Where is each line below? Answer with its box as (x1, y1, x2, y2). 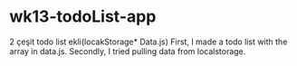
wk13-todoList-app (9, 6, 157, 27)
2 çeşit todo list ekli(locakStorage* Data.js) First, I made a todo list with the (9, 36, 288, 47)
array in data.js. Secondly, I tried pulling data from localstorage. (9, 45, 246, 56)
